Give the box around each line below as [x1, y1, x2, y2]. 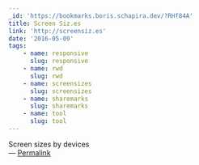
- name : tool [23, 110, 67, 118]
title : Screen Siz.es [8, 19, 82, 27]
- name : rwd [23, 65, 63, 73]
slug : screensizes [29, 87, 92, 95]
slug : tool [29, 117, 67, 125]
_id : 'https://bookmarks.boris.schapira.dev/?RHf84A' [8, 11, 194, 20]
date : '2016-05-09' [8, 34, 74, 43]
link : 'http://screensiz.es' [8, 27, 107, 35]
